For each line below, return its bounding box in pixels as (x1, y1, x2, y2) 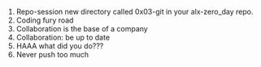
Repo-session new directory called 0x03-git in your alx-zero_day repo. (15, 7, 254, 16)
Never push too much (15, 50, 89, 59)
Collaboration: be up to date (15, 32, 111, 42)
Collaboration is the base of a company (15, 24, 148, 33)
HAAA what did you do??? (15, 41, 104, 51)
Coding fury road (15, 15, 74, 25)
